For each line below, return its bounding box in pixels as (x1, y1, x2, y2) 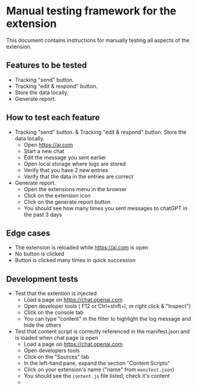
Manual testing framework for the (6, 4, 177, 18)
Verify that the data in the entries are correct (23, 173, 134, 180)
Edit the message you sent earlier (23, 153, 106, 161)
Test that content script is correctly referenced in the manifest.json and (14, 328, 190, 335)
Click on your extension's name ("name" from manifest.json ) (23, 366, 174, 373)
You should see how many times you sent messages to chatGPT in (23, 204, 188, 211)
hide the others (23, 321, 61, 329)
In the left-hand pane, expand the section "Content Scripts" (23, 360, 170, 367)
